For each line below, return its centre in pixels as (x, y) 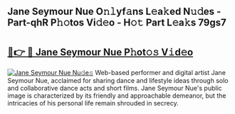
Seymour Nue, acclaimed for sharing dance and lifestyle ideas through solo (118, 80)
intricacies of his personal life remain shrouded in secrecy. (93, 103)
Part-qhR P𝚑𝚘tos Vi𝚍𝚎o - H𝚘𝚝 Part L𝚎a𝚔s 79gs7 (117, 23)
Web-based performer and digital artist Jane (161, 73)
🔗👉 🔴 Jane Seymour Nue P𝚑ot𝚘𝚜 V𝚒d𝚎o (100, 52)
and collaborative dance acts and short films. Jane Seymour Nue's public (115, 88)
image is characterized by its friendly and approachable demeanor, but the (117, 96)
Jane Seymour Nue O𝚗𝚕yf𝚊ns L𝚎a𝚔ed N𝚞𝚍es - (114, 12)
